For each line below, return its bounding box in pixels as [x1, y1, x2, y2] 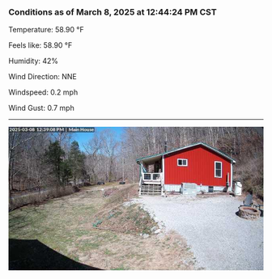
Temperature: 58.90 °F [8, 25, 84, 35]
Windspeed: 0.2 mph [8, 87, 79, 97]
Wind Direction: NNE [8, 72, 77, 82]
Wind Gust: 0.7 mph [8, 104, 74, 113]
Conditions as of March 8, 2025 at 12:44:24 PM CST [8, 6, 217, 18]
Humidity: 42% [8, 56, 59, 66]
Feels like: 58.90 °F [8, 40, 73, 50]
